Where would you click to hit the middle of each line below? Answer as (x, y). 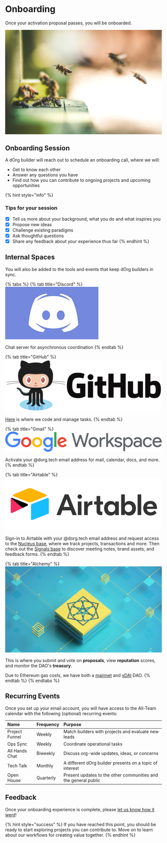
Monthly (45, 765)
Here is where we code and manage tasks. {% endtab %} (64, 420)
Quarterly (46, 778)
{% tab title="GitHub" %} (31, 357)
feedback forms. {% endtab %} (37, 554)
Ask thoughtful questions (38, 236)
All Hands (17, 751)
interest (71, 768)
